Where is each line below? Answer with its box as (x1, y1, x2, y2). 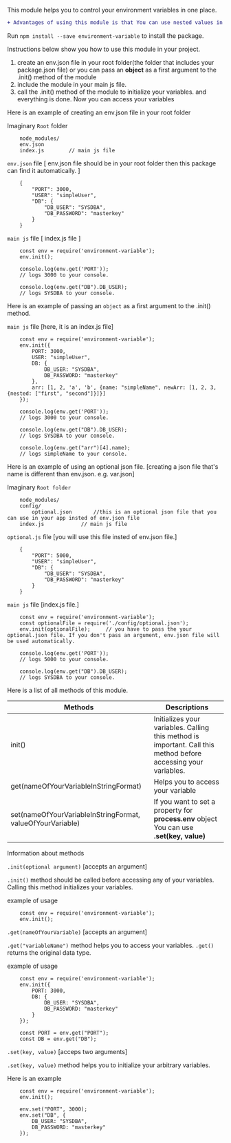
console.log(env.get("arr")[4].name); (19, 444, 131, 451)
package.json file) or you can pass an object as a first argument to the (16, 65, 217, 74)
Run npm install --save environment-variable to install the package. (7, 31, 204, 40)
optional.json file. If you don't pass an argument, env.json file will (7, 631, 220, 638)
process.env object (153, 813, 218, 823)
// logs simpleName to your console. (19, 450, 128, 457)
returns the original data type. (7, 948, 91, 957)
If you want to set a (153, 796, 215, 806)
